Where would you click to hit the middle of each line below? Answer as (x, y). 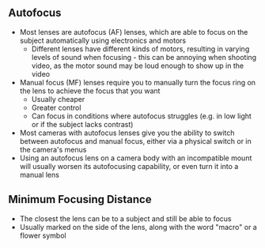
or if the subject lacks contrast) (82, 124)
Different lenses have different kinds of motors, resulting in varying (140, 49)
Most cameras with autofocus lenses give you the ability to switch (127, 133)
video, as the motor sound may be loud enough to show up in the (137, 66)
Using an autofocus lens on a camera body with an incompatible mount (136, 158)
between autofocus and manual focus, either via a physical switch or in (135, 141)
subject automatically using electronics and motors (103, 40)
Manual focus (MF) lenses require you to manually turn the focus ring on (137, 82)
